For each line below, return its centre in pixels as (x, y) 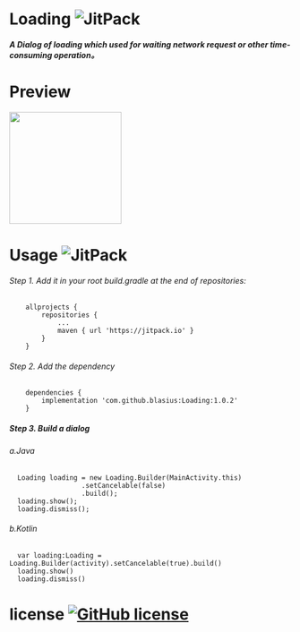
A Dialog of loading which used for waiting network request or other (139, 44)
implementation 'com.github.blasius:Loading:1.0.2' (140, 401)
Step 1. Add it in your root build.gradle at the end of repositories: (128, 280)
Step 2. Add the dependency (62, 366)
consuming (31, 55)
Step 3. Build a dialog (50, 428)
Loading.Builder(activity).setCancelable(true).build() (116, 564)
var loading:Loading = (60, 556)
